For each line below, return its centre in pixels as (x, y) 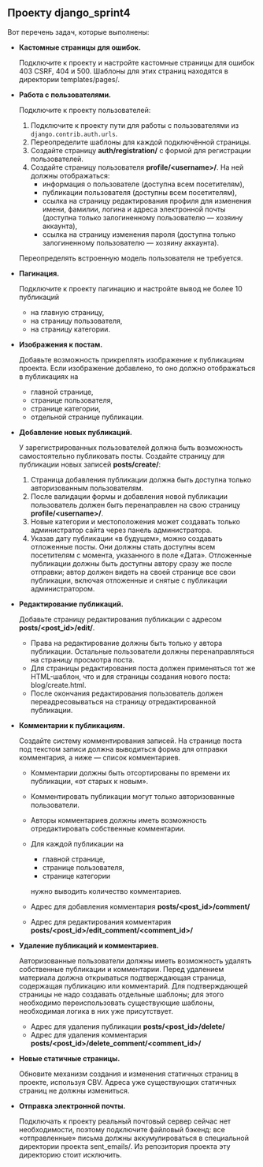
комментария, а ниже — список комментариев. (100, 757)
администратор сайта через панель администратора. (121, 530)
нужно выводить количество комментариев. (106, 891)
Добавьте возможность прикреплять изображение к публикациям (131, 359)
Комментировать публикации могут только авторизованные (133, 796)
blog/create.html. (58, 685)
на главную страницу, (67, 312)
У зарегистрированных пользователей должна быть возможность (131, 447)
